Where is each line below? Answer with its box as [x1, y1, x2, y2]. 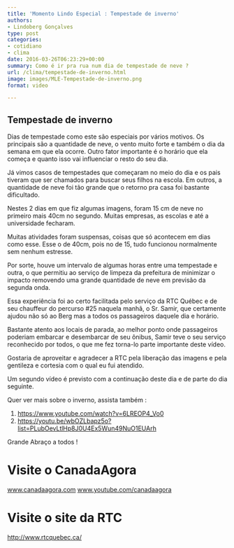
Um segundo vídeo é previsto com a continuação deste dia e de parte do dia [7, 375, 228, 384]
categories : [7, 36, 42, 43]
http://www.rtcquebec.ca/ [7, 533, 82, 541]
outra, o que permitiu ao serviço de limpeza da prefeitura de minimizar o [7, 269, 215, 277]
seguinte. [7, 382, 34, 391]
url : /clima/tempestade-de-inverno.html [7, 69, 127, 76]
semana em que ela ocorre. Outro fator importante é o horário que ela [7, 148, 208, 156]
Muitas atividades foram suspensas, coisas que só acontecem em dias [7, 232, 211, 241]
